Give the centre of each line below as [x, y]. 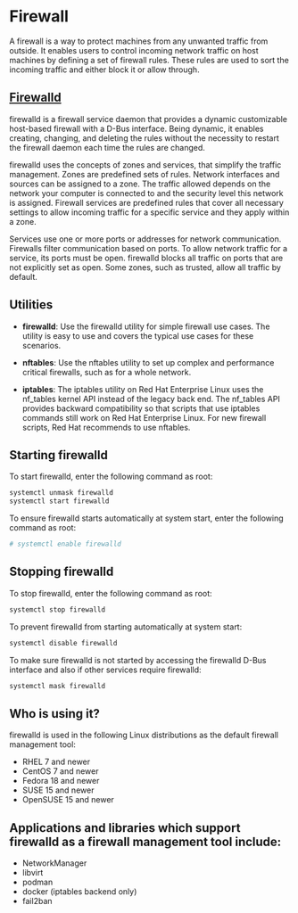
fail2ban [37, 901]
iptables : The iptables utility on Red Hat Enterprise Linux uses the [143, 389]
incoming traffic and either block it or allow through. [104, 70]
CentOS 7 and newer [60, 771]
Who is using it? [55, 714]
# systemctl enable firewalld [66, 544]
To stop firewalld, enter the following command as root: [111, 593]
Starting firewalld [59, 455]
